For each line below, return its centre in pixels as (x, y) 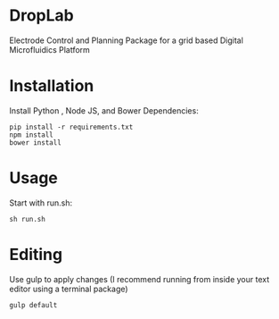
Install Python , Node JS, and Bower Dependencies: (104, 110)
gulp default (33, 305)
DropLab (41, 16)
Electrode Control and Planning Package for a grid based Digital (126, 40)
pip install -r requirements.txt (71, 127)
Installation (52, 86)
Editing (36, 255)
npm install (31, 135)
